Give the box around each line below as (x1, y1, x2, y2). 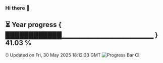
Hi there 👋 (5, 4, 30, 11)
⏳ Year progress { (5, 20, 62, 29)
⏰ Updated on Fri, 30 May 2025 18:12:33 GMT (5, 52, 101, 58)
